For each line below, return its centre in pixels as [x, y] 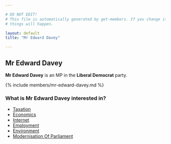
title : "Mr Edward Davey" [33, 38]
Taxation [22, 109]
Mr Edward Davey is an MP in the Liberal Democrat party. [66, 75]
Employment [26, 126]
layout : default [22, 33]
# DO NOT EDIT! [21, 14]
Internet [21, 120]
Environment [26, 131]
